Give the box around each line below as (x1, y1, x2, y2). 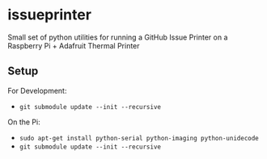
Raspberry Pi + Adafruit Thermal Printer (7, 40, 140, 50)
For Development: (7, 86, 67, 95)
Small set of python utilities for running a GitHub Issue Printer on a (7, 32, 228, 42)
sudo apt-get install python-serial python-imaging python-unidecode (19, 134, 260, 142)
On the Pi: (7, 117, 41, 127)
